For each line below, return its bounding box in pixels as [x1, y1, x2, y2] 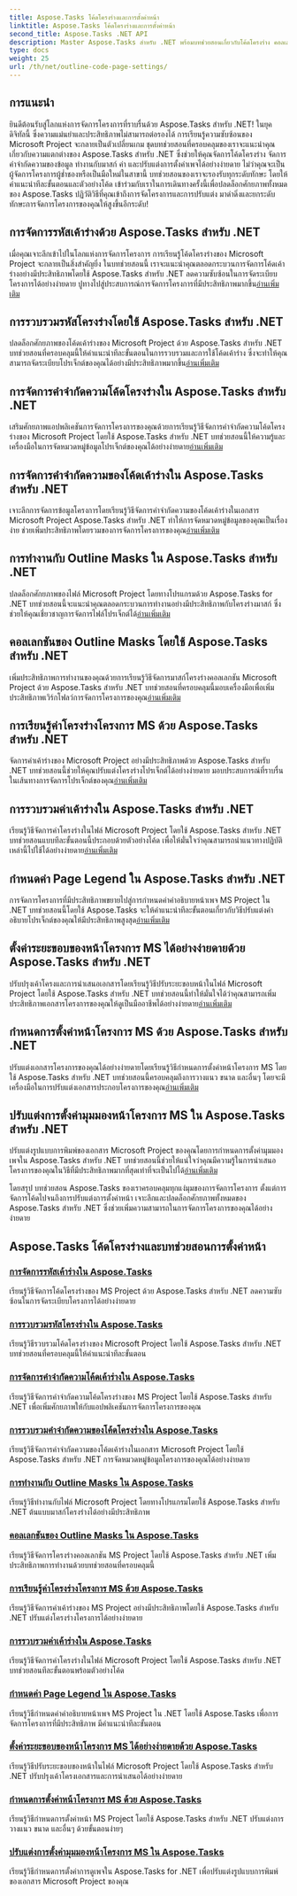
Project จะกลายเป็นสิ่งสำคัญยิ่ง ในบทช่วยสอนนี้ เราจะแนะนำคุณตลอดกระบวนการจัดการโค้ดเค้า [9, 258, 286, 268]
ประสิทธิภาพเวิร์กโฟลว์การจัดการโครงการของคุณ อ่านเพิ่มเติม [9, 692, 181, 703]
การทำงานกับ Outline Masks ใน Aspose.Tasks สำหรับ [9, 551, 278, 566]
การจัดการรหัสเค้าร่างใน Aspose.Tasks [9, 1265, 153, 1278]
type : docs [9, 46, 49, 55]
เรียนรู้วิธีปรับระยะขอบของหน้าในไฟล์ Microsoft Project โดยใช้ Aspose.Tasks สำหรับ [9, 1760, 274, 1771]
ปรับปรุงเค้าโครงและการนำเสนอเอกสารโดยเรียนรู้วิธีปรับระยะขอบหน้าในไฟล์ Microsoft [9, 978, 263, 989]
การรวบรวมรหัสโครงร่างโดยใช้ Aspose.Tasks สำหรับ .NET [9, 314, 284, 329]
